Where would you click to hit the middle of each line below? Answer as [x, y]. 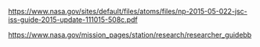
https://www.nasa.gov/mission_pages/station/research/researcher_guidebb [130, 35]
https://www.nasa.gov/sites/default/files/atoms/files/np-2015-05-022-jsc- [128, 11]
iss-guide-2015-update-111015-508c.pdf [73, 20]
